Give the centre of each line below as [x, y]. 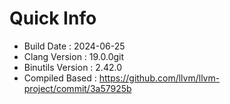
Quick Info [53, 18]
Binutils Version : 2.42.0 [72, 67]
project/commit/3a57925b [77, 88]
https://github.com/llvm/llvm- [159, 78]
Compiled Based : [60, 78]
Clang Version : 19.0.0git [74, 56]
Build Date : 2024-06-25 [74, 46]
